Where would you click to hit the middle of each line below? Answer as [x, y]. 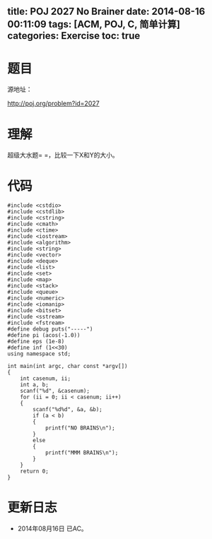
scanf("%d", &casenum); [55, 391]
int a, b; [35, 385]
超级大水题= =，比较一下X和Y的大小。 [63, 155]
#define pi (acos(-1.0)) [44, 336]
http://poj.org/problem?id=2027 [54, 103]
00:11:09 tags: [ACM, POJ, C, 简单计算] [94, 24]
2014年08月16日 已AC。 [53, 528]
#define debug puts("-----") [50, 329]
